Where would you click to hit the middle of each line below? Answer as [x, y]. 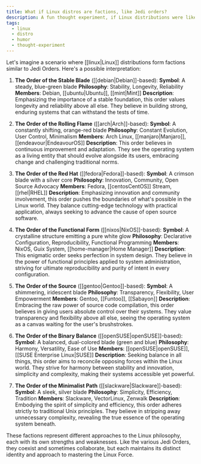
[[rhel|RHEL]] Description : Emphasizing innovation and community [97, 192]
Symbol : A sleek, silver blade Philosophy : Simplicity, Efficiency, [93, 392]
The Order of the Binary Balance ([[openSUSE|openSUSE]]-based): [99, 336]
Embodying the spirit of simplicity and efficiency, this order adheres [98, 405]
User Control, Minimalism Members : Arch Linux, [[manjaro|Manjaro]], [100, 136]
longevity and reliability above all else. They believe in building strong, [101, 106]
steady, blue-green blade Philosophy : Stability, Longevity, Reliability [99, 86]
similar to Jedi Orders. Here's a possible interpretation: [74, 68]
